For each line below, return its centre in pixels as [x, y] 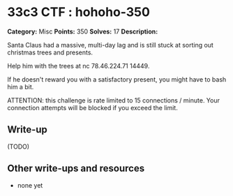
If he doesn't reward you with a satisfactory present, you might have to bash [117, 79]
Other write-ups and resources [76, 168]
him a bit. [21, 86]
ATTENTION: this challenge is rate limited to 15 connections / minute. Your [113, 100]
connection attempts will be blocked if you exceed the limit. [92, 107]
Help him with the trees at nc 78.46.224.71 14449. [78, 66]
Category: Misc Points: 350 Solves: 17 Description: [83, 31]
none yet [30, 185]
